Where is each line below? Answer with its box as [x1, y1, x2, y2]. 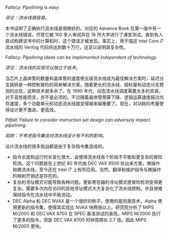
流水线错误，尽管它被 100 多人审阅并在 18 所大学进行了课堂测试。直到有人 [9, 32, 163, 37]
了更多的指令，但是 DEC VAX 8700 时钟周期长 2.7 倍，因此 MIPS [12, 217, 147, 223]
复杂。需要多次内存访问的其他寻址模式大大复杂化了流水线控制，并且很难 [12, 186, 162, 191]
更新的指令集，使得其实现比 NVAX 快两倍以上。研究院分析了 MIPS [17, 204, 154, 210]
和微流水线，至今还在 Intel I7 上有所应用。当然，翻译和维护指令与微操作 [12, 167, 161, 173]
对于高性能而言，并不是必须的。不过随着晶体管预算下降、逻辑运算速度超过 [5, 94, 159, 100]
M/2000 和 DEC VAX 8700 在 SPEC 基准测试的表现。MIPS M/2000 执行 [12, 211, 161, 216]
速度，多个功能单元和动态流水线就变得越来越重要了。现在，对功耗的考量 [9, 101, 159, 106]
